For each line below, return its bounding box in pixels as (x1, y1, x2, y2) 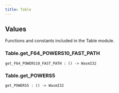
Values (5, 25, 27, 33)
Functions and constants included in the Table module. (5, 38, 115, 44)
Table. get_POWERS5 (5, 72, 55, 79)
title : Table (5, 7, 32, 12)
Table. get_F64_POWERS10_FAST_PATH (5, 50, 101, 57)
